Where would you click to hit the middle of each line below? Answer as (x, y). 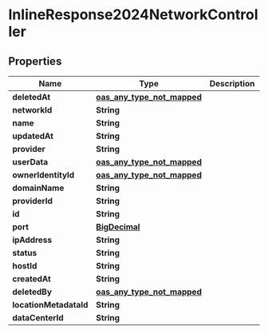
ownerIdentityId (43, 175)
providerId (33, 201)
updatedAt (33, 136)
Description (232, 83)
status (25, 253)
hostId (25, 266)
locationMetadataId (50, 305)
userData (30, 162)
